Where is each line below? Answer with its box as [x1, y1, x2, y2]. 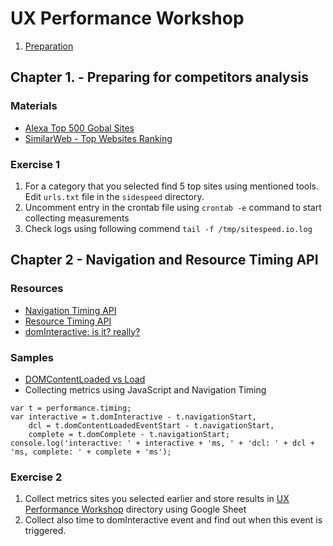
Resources [10, 282, 64, 296]
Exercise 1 [10, 157, 61, 171]
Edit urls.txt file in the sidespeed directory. [24, 190, 205, 202]
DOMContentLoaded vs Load [24, 373, 146, 385]
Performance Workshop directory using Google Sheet [24, 503, 247, 516]
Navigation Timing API [24, 304, 117, 316]
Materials [10, 99, 58, 113]
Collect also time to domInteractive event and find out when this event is [24, 514, 323, 526]
